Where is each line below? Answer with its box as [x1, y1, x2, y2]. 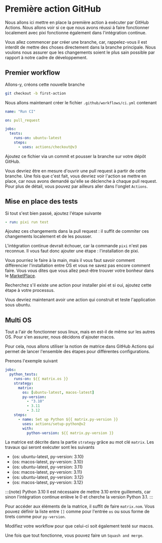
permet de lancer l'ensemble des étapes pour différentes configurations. [5, 349, 150, 354]
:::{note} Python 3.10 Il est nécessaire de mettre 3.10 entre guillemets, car [5, 489, 151, 495]
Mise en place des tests [5, 197, 78, 206]
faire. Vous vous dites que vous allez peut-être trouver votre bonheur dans [5, 268, 154, 273]
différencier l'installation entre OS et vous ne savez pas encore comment [5, 263, 150, 269]
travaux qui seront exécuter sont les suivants [5, 445, 95, 450]
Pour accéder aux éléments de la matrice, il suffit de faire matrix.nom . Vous [5, 503, 155, 510]
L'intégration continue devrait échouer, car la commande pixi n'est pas [5, 243, 147, 249]
